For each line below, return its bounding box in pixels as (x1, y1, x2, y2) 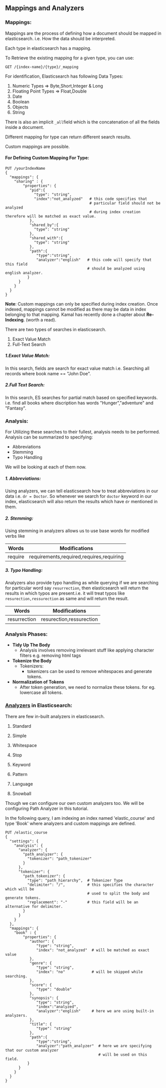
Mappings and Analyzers (5, 4, 84, 12)
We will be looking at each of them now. (5, 464, 87, 470)
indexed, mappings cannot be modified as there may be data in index (5, 306, 146, 312)
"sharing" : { (14, 179, 43, 184)
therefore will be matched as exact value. (5, 214, 97, 218)
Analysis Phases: (5, 631, 48, 638)
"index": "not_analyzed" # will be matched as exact (36, 948, 150, 953)
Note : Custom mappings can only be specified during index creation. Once (5, 301, 158, 307)
